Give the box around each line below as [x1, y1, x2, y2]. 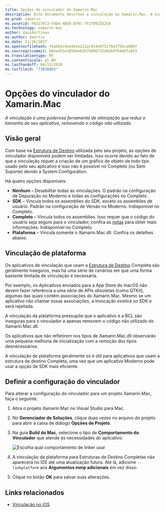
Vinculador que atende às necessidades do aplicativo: [12, 435, 123, 441]
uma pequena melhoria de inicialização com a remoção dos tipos [5, 338, 137, 344]
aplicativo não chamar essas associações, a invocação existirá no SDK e [5, 298, 152, 304]
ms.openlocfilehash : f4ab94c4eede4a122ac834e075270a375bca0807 [5, 44, 137, 49]
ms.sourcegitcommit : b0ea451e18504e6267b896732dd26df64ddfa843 [5, 48, 137, 53]
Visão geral [5, 134, 41, 143]
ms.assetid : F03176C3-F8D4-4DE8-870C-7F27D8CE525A [5, 21, 111, 26]
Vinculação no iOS [12, 502, 50, 508]
